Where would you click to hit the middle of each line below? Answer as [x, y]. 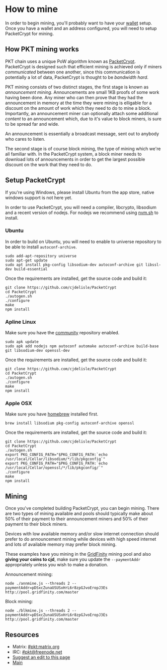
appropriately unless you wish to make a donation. [57, 565]
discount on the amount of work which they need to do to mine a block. [78, 108]
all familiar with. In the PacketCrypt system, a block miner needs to [73, 154]
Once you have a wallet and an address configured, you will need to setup [81, 28]
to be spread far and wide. [32, 124]
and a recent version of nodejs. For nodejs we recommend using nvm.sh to [82, 213]
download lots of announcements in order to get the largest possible [75, 159]
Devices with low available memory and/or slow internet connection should [82, 534]
